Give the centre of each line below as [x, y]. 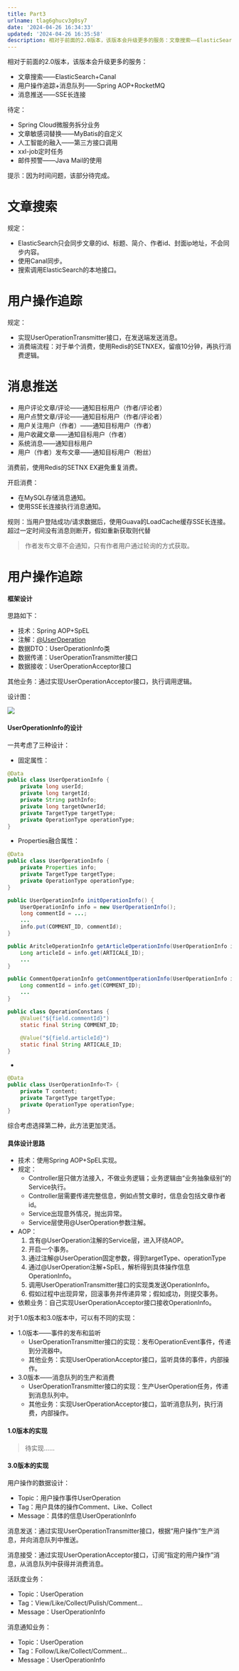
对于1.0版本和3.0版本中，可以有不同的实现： [72, 1318]
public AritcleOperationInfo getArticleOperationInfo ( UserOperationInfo [117, 946]
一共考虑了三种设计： [38, 745]
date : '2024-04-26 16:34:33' [51, 27]
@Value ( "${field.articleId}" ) [65, 1038]
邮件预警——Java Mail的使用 [60, 160]
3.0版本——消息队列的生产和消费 [66, 1378]
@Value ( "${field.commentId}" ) [65, 1018]
